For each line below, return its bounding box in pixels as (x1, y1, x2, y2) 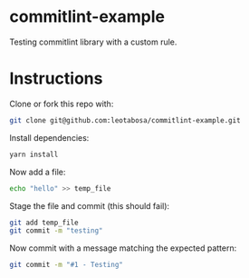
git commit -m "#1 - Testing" (9, 261, 124, 270)
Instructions (9, 68, 103, 89)
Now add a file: (9, 166, 66, 177)
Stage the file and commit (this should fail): (9, 200, 170, 211)
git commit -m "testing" (9, 226, 103, 235)
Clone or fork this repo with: (9, 98, 114, 109)
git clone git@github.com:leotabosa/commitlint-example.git (9, 115, 242, 124)
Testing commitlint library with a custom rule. (9, 36, 177, 47)
